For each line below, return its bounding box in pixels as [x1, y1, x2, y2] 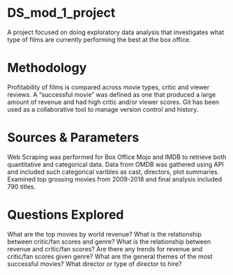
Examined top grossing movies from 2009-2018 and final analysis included [7, 174, 223, 183]
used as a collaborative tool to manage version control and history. [7, 105, 199, 113]
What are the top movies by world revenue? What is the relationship [7, 230, 202, 238]
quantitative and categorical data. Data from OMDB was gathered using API [7, 160, 225, 168]
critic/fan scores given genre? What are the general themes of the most [7, 252, 213, 260]
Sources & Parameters [7, 130, 140, 146]
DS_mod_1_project [7, 5, 116, 21]
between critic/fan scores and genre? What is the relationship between [7, 237, 211, 246]
